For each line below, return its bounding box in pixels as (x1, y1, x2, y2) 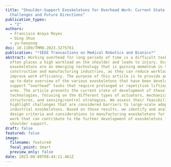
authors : (5, 26, 24, 32)
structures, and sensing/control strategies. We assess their (10, 97, 145, 102)
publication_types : (5, 17, 47, 22)
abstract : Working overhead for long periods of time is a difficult (5, 54, 156, 60)
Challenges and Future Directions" (10, 12, 85, 17)
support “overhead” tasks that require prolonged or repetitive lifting (10, 83, 167, 88)
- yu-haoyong (10, 41, 38, 46)
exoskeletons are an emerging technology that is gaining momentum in (10, 64, 163, 69)
